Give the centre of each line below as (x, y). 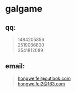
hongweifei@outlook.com (44, 78)
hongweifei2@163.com (41, 83)
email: (15, 66)
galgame (24, 9)
